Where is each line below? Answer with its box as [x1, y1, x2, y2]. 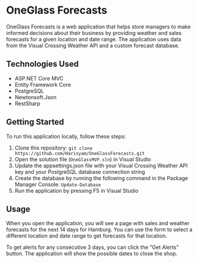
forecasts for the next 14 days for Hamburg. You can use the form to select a [6, 226, 193, 233]
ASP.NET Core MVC [14, 74, 64, 82]
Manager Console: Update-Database [14, 181, 101, 188]
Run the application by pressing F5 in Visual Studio [14, 187, 139, 194]
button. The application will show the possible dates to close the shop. [6, 250, 178, 257]
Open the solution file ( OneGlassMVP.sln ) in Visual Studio [14, 155, 151, 163]
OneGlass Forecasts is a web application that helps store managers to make [6, 23, 191, 30]
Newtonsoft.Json [14, 93, 57, 100]
